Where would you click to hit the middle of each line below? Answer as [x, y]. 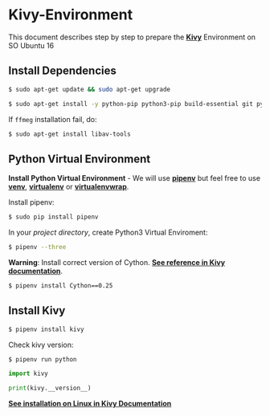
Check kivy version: [41, 345]
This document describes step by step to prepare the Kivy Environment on [132, 37]
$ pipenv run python [43, 359]
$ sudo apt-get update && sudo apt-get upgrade [90, 89]
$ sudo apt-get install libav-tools [70, 134]
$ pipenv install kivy [46, 329]
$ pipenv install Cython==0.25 [61, 285]
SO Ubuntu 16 [31, 45]
